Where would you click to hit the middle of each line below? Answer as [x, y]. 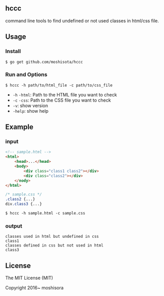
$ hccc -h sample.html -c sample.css [45, 213]
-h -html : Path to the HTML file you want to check [65, 94]
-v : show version [30, 105]
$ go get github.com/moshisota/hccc [44, 62]
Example [19, 127]
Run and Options [26, 75]
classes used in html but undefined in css [52, 237]
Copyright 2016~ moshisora [34, 288]
